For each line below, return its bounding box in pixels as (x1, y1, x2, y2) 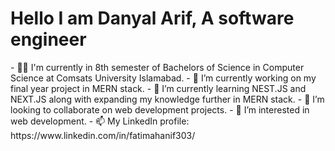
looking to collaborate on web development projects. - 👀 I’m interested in (10, 103, 310, 116)
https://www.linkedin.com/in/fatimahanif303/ (10, 129, 196, 141)
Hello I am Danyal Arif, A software (10, 7, 295, 30)
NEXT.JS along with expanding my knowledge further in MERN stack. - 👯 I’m (10, 93, 325, 105)
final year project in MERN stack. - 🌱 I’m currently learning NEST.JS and (10, 82, 307, 94)
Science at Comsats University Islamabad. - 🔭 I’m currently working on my (10, 72, 317, 84)
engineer (10, 28, 87, 51)
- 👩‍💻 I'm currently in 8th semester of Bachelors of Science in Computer (10, 61, 305, 73)
